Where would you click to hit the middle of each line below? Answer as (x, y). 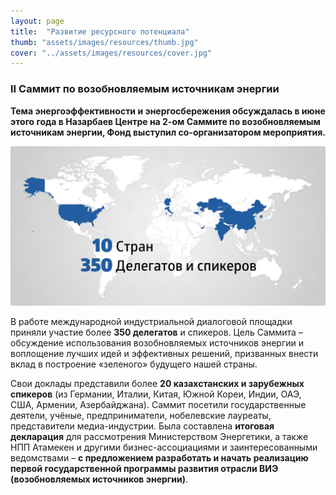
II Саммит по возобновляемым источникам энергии (145, 89)
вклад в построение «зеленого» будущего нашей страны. (134, 364)
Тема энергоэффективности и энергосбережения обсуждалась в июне (168, 111)
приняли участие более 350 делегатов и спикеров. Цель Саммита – (156, 332)
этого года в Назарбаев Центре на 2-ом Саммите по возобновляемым (165, 121)
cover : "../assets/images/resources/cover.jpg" (111, 53)
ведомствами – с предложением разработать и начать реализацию (159, 457)
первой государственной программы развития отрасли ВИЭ (144, 468)
